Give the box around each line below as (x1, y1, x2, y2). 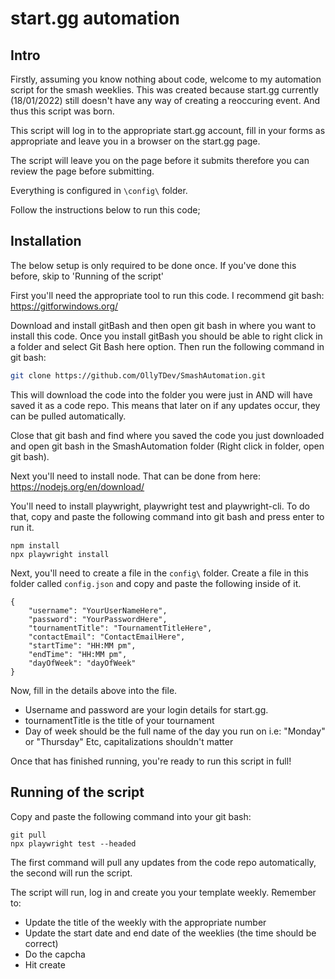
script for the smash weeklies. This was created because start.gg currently (10, 84, 319, 96)
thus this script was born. (10, 105, 115, 117)
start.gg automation (10, 7, 180, 30)
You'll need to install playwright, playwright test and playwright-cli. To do (10, 500, 310, 512)
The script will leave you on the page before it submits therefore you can (10, 155, 310, 166)
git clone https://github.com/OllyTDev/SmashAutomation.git (10, 370, 267, 381)
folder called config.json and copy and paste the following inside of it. (10, 577, 302, 589)
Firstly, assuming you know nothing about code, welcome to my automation (10, 73, 322, 85)
